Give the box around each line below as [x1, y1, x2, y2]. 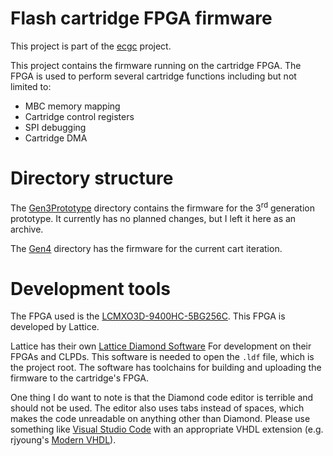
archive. [10, 223, 44, 235]
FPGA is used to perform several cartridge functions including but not [10, 70, 297, 82]
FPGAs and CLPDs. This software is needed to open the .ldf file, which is [10, 351, 315, 363]
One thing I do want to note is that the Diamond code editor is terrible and [10, 392, 314, 404]
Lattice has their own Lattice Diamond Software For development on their [10, 340, 312, 352]
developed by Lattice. [10, 321, 100, 333]
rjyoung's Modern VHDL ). [10, 434, 117, 446]
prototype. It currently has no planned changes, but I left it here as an [10, 212, 297, 224]
